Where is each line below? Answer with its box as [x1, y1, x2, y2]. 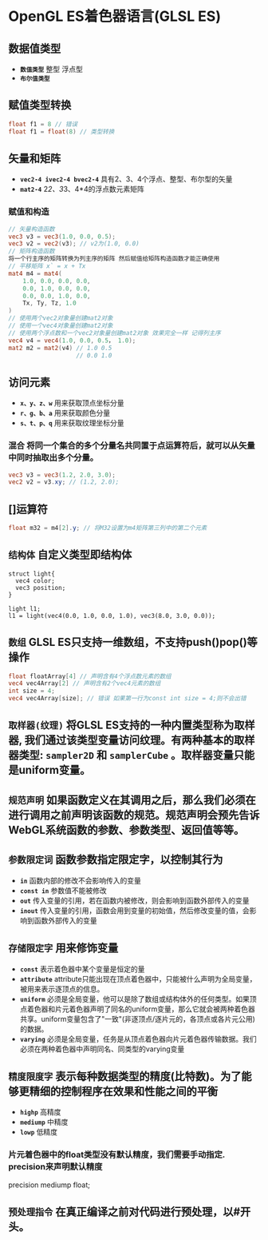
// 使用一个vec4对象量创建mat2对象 [8, 321, 113, 330]
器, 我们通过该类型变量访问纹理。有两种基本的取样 [8, 733, 255, 748]
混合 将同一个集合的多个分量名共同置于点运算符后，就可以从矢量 [8, 441, 255, 452]
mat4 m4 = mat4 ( [8, 269, 62, 277]
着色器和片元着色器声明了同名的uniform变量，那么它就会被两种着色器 [26, 1004, 255, 1014]
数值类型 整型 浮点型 [19, 65, 84, 74]
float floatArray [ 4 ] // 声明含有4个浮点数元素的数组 [8, 672, 171, 680]
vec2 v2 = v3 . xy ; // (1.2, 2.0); [8, 478, 120, 486]
